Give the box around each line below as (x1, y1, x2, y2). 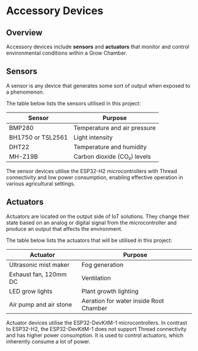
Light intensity (73, 133, 113, 141)
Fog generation (81, 260, 124, 269)
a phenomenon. (6, 88, 44, 95)
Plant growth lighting (81, 287, 139, 295)
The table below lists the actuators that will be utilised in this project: (6, 237, 173, 244)
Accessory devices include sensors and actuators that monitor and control (6, 43, 190, 50)
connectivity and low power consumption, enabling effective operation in (6, 174, 183, 181)
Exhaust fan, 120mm (9, 270, 67, 278)
